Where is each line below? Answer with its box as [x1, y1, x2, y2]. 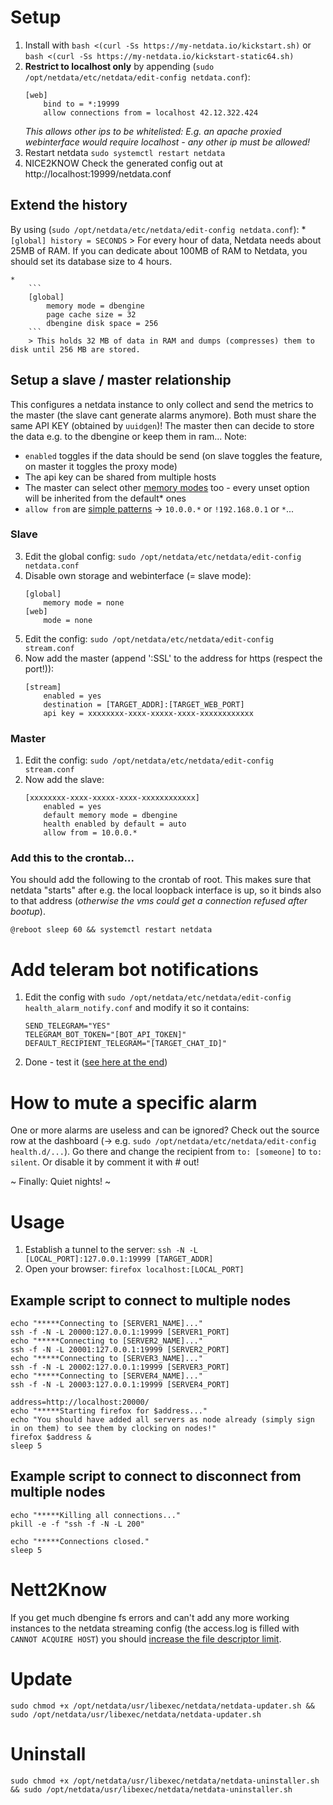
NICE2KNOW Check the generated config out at [24, 157, 223, 169]
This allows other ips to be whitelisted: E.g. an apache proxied [24, 125, 282, 137]
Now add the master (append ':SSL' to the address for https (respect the [24, 652, 323, 664]
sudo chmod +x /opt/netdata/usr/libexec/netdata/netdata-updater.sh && [10, 1701, 315, 1711]
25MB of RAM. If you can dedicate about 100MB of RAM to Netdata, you [10, 244, 308, 256]
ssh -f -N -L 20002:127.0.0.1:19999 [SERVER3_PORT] [10, 1362, 230, 1373]
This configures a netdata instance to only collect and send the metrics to [10, 398, 314, 410]
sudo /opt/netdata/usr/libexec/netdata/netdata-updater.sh [10, 1709, 262, 1720]
